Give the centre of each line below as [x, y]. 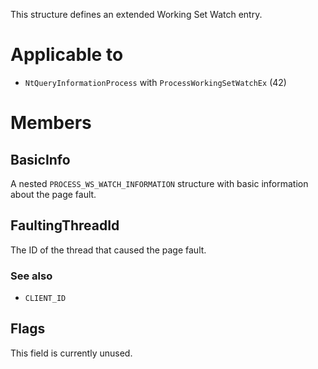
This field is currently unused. [71, 353]
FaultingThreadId [65, 225]
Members [51, 123]
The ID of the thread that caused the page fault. [108, 250]
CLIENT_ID [45, 299]
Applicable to [67, 55]
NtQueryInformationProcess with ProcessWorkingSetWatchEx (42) [155, 82]
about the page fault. [53, 194]
